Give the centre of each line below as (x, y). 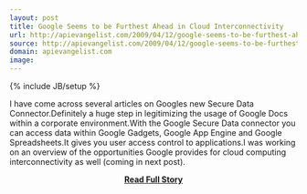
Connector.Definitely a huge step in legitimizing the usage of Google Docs (149, 113)
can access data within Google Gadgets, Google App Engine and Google (146, 133)
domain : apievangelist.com (61, 52)
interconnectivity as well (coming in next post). (97, 162)
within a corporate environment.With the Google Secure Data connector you (153, 123)
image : (22, 60)
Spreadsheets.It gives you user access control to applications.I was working (153, 143)
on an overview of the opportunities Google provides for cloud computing (148, 152)
